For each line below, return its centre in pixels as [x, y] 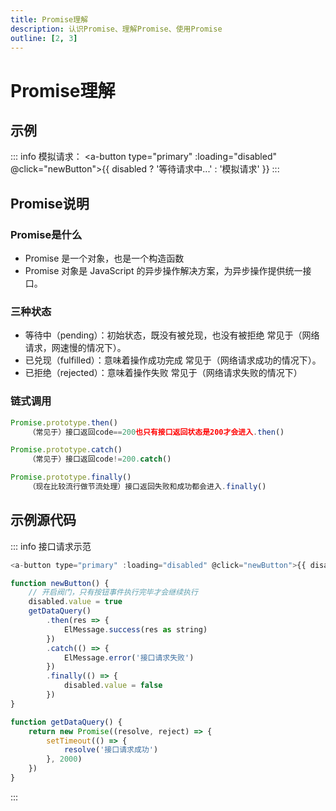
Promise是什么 [46, 234]
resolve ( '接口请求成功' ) [111, 750]
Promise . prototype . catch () [66, 450]
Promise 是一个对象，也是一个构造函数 [104, 258]
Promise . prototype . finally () [71, 477]
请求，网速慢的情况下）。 [75, 348]
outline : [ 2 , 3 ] [44, 38]
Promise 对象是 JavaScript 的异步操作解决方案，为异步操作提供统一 [163, 271]
